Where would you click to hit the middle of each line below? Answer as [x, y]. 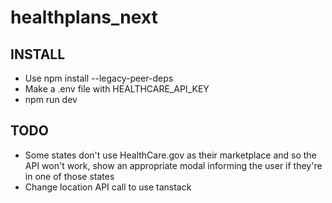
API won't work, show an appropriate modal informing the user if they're [173, 165]
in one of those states [69, 176]
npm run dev [51, 99]
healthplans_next [84, 17]
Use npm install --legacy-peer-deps [99, 78]
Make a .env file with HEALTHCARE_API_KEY [117, 89]
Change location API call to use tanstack [108, 187]
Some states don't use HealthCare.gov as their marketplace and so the [170, 155]
